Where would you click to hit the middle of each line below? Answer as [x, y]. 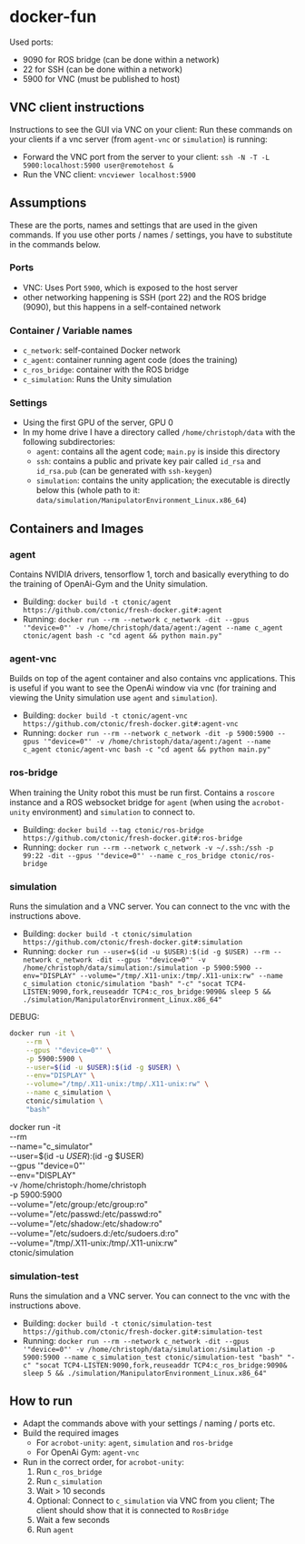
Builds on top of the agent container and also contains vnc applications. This [152, 679]
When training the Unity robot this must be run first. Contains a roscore [142, 792]
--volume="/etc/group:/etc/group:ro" [79, 1204]
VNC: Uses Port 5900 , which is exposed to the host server [130, 288]
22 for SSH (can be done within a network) [103, 69]
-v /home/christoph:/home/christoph [78, 1185]
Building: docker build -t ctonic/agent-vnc [105, 715]
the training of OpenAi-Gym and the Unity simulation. [109, 584]
